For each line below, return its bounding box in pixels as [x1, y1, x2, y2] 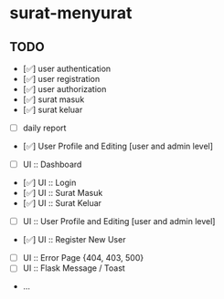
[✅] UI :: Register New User [22, 234, 126, 245]
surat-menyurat [9, 3, 133, 24]
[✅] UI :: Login [22, 177, 77, 189]
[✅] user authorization [22, 84, 107, 94]
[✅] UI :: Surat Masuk [22, 188, 103, 199]
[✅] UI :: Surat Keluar [22, 198, 102, 209]
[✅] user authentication [22, 63, 112, 74]
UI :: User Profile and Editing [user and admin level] [22, 216, 216, 227]
